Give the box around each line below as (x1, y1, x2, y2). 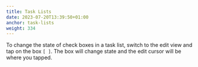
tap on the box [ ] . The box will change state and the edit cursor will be (6, 48, 182, 55)
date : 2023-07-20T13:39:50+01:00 (6, 14, 89, 20)
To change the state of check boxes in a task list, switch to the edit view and (6, 42, 193, 49)
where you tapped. (6, 54, 52, 61)
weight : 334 (6, 25, 36, 31)
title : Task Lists (6, 8, 52, 15)
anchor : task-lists (6, 20, 55, 25)
